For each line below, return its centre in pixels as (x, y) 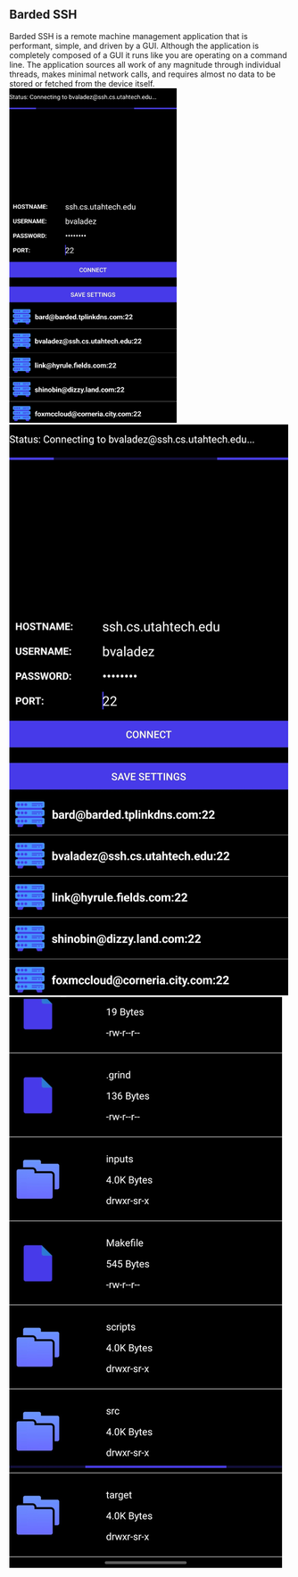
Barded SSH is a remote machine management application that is (128, 36)
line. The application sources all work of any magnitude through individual (145, 64)
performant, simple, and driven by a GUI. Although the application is (134, 45)
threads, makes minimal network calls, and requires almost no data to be (143, 74)
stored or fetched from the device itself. (82, 83)
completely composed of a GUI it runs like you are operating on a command (148, 55)
